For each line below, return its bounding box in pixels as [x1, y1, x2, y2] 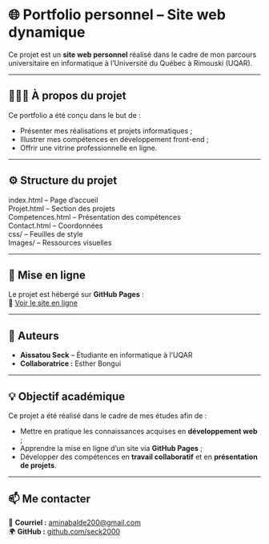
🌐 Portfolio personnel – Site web [8, 6, 227, 24]
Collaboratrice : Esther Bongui [19, 359, 122, 368]
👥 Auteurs [8, 329, 59, 343]
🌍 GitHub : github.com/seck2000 [8, 526, 121, 536]
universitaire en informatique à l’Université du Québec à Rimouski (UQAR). [8, 58, 253, 67]
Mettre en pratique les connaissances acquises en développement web [19, 427, 258, 436]
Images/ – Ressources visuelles [8, 237, 112, 247]
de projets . [19, 461, 58, 470]
